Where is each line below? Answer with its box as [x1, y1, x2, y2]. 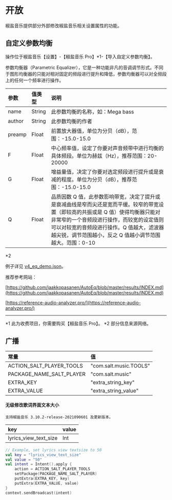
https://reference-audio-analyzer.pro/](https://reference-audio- [7, 300, 141, 306]
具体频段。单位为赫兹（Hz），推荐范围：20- [51, 152, 158, 159]
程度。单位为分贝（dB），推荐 [61, 176, 132, 183]
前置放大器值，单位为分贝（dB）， [51, 127, 132, 134]
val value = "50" [5, 457, 42, 462]
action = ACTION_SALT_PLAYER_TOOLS [14, 466, 91, 472]
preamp [8, 131, 27, 138]
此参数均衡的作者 [51, 118, 93, 125]
